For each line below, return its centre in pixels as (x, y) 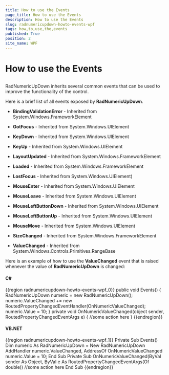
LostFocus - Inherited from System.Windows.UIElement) (72, 177)
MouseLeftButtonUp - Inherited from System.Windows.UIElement (82, 216)
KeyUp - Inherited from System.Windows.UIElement (68, 147)
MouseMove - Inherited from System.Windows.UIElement (74, 226)
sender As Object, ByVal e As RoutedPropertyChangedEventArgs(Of (77, 362)
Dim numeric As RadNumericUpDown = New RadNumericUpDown (75, 345)
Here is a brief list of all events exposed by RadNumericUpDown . (74, 102)
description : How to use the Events (44, 19)
